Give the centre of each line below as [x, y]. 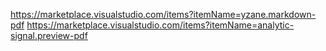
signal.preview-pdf [49, 35]
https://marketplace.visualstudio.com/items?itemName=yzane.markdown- [163, 14]
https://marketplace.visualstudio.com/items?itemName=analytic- [160, 25]
